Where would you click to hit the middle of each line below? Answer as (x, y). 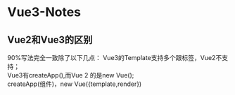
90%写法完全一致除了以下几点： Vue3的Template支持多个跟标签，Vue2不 (115, 58)
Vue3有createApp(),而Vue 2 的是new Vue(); (71, 75)
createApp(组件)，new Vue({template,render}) (75, 84)
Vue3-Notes (44, 12)
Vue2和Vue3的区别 (50, 39)
